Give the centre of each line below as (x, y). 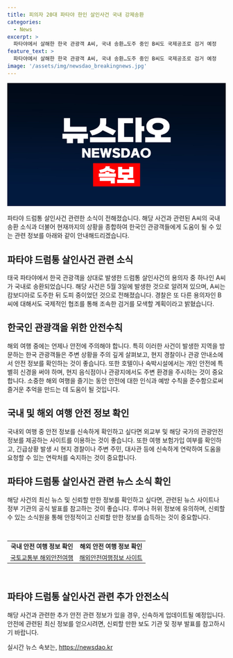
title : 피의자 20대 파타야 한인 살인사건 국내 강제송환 (76, 15)
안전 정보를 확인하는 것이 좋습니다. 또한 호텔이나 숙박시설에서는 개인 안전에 (115, 363)
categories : (24, 22)
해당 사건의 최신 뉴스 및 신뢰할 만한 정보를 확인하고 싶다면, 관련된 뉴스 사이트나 (113, 499)
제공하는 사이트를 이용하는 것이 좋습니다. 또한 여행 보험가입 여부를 (114, 440)
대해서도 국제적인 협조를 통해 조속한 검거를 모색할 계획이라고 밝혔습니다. (117, 304)
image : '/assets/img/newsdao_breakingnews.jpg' (77, 66)
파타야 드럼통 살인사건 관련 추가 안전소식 (88, 597)
